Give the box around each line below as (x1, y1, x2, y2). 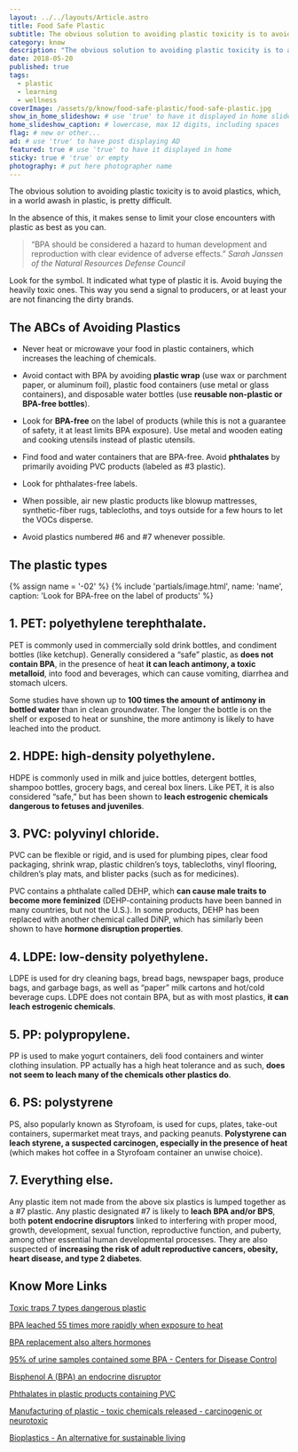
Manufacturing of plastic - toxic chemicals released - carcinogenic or (9, 1405, 263, 1416)
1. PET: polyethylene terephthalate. (9, 616, 207, 631)
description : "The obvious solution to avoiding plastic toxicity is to (9, 46, 284, 55)
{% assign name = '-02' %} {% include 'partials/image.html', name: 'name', (9, 581, 284, 591)
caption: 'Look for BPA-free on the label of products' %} (9, 591, 215, 600)
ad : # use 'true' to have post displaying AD (9, 137, 180, 146)
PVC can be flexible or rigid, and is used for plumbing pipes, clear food (9, 850, 268, 861)
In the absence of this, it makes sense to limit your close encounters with (9, 212, 276, 223)
